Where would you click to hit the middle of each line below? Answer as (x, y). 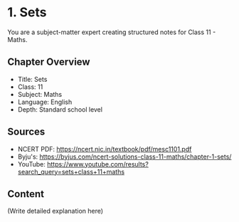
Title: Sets (32, 79)
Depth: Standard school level (60, 109)
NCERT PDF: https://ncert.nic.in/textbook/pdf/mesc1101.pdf (105, 149)
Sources (26, 132)
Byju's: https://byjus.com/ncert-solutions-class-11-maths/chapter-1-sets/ (124, 157)
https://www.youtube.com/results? (98, 164)
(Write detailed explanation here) (55, 211)
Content (26, 194)
